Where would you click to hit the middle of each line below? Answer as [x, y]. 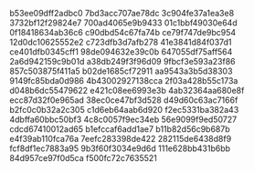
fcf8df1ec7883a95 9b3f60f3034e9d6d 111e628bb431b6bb [120, 148]
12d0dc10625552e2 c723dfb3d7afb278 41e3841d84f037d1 [121, 42]
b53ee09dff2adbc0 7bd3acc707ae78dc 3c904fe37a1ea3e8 [122, 13]
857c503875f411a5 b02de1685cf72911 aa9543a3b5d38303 [121, 71]
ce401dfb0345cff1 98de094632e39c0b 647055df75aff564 [121, 52]
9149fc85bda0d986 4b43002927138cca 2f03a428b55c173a [124, 80]
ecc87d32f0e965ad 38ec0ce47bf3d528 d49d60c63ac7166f [124, 100]
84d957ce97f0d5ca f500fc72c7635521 [84, 158]
